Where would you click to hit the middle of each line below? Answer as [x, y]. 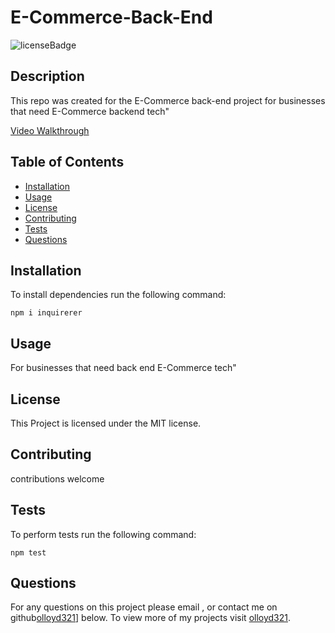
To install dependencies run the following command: [118, 295]
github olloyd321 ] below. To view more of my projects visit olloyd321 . [151, 618]
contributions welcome [57, 478]
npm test [28, 552]
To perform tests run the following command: [103, 534]
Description [47, 76]
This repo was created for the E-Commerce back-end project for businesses [168, 100]
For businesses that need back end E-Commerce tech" [123, 368]
